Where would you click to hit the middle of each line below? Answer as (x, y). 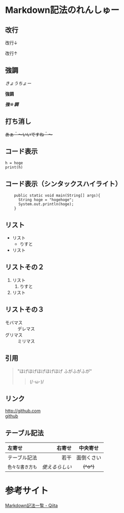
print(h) (14, 167)
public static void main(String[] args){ (57, 196)
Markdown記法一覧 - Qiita (32, 506)
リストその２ (25, 267)
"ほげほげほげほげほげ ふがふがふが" (55, 371)
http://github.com (23, 411)
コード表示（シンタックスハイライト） (63, 184)
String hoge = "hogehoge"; (46, 200)
